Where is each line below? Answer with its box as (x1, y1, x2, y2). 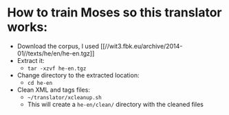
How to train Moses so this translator (7, 5, 222, 21)
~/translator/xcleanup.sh (27, 94, 102, 101)
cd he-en (27, 79, 53, 86)
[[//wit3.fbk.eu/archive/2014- (100, 42, 183, 50)
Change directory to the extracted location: (17, 71, 140, 79)
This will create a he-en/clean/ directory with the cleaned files (27, 100, 204, 108)
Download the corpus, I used (17, 42, 100, 50)
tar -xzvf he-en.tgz (27, 65, 87, 72)
